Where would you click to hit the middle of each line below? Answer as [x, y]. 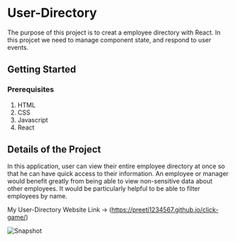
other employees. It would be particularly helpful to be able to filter [104, 189]
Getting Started [42, 69]
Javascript [33, 120]
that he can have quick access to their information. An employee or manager [118, 174]
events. [18, 47]
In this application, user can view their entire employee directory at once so [116, 166]
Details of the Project [54, 149]
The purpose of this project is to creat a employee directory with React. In [114, 32]
